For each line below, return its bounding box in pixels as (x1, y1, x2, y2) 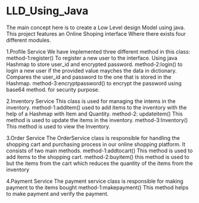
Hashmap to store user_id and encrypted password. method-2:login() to (6, 61, 183, 68)
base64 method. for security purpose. (6, 86, 100, 93)
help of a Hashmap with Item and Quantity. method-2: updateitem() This (6, 110, 183, 117)
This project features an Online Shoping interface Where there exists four (6, 30, 186, 37)
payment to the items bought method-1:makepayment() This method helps (6, 183, 189, 191)
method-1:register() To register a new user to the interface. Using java (6, 54, 178, 61)
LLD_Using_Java (6, 4, 89, 18)
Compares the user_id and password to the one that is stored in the (6, 73, 172, 80)
